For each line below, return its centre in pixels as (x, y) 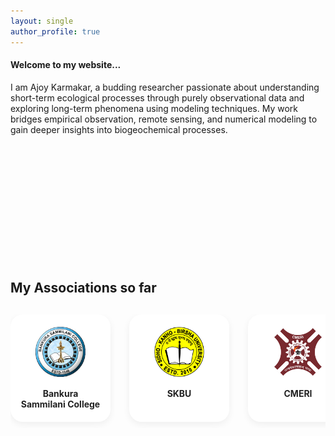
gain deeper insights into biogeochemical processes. (119, 129)
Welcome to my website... (66, 65)
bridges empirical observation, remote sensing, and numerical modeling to (164, 119)
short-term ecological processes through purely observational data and (157, 97)
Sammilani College (60, 404)
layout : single (42, 21)
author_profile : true (55, 31)
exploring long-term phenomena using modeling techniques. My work (154, 108)
